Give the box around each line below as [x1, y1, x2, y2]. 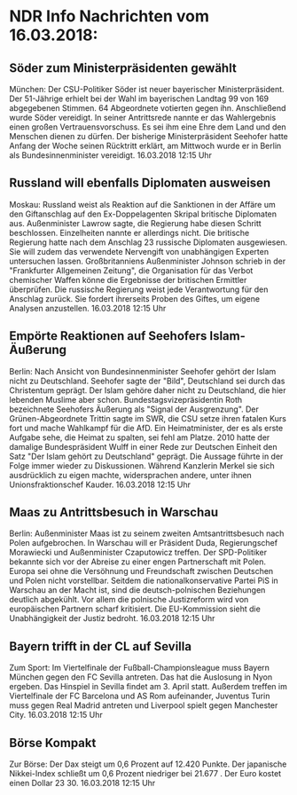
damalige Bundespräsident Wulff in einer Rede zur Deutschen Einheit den [9, 441, 277, 452]
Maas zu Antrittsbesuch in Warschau [9, 505, 219, 520]
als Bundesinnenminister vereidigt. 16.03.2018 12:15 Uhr [9, 150, 213, 161]
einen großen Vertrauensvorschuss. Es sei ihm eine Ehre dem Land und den [9, 122, 286, 132]
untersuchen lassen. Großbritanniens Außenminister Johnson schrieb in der [9, 256, 286, 266]
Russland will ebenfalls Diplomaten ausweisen [9, 176, 271, 191]
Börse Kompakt [9, 735, 97, 751]
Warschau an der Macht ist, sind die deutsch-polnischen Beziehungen [9, 585, 266, 595]
